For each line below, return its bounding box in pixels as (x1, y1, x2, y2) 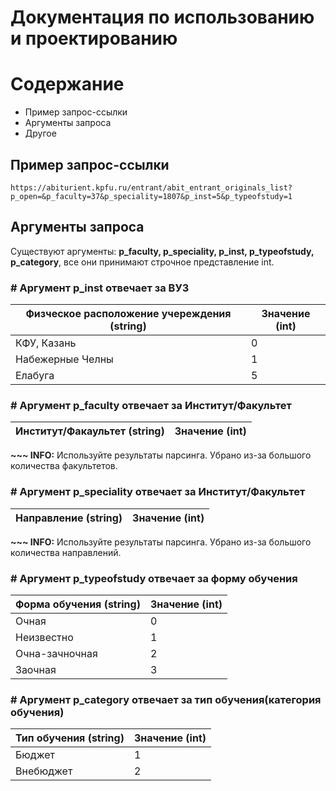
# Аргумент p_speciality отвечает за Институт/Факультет (10, 485, 306, 499)
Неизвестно (15, 630, 74, 644)
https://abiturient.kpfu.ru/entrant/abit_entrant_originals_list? (10, 182, 293, 193)
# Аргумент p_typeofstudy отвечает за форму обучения (10, 571, 298, 585)
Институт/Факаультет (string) (15, 424, 165, 438)
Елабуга (15, 369, 55, 383)
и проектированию (10, 27, 178, 50)
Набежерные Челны (15, 352, 114, 366)
